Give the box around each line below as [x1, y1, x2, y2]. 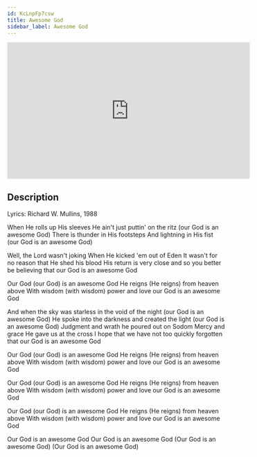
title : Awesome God [7, 17, 64, 24]
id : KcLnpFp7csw [7, 10, 54, 17]
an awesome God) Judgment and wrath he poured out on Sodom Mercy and [7, 322, 225, 331]
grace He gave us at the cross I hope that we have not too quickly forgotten [7, 330, 223, 338]
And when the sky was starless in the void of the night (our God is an [7, 308, 204, 316]
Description [7, 191, 59, 203]
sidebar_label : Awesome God [7, 23, 89, 30]
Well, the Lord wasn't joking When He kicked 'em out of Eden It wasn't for [7, 251, 218, 260]
